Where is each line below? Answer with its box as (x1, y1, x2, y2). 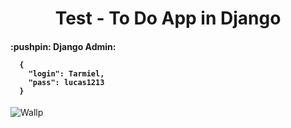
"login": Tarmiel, (28, 68, 105, 79)
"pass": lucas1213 (28, 77, 105, 87)
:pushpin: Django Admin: (10, 40, 117, 52)
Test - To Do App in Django (54, 7, 282, 30)
